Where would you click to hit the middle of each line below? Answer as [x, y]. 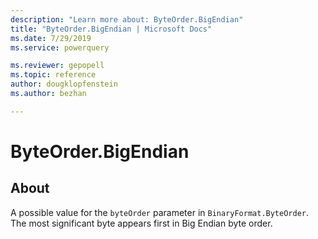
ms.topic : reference [53, 75]
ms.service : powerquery [60, 47]
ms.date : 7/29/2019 [51, 38]
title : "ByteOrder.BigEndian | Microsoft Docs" [111, 29]
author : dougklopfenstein [64, 84]
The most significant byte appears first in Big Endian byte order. [141, 223]
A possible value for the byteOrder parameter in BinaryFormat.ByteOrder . [160, 212]
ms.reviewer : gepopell [57, 66]
